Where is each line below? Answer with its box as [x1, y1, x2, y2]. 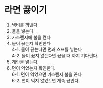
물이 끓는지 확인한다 [11, 40, 51, 46]
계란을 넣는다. [11, 59, 39, 65]
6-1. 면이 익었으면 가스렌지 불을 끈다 [11, 71, 82, 77]
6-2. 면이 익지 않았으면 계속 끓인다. [11, 77, 80, 83]
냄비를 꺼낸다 [11, 22, 38, 28]
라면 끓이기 [4, 4, 47, 16]
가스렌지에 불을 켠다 [11, 34, 51, 40]
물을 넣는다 [11, 28, 34, 34]
